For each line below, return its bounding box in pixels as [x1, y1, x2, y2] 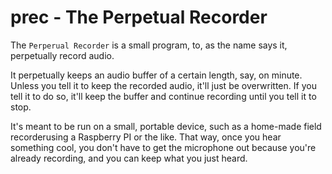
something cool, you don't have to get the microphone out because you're [10, 141, 317, 153]
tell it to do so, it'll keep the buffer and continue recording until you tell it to [10, 90, 317, 102]
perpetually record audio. [10, 49, 115, 61]
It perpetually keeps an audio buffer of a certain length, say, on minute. [10, 69, 303, 81]
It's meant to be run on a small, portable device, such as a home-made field [10, 120, 322, 132]
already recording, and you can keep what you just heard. [10, 152, 248, 164]
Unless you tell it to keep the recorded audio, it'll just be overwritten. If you [10, 79, 317, 91]
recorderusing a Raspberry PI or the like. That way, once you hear [10, 131, 282, 143]
